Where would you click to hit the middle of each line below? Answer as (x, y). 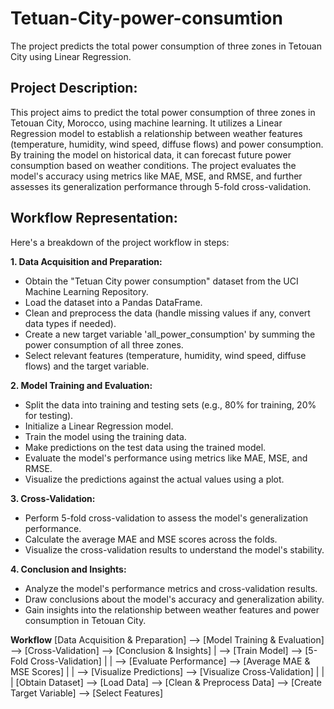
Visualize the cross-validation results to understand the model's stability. (174, 549)
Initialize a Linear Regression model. (99, 426)
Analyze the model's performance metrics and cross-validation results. (171, 588)
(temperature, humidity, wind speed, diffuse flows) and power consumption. (167, 144)
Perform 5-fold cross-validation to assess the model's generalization (166, 518)
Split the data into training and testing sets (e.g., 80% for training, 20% (170, 404)
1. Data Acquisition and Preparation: (86, 261)
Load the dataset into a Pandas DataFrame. (113, 302)
